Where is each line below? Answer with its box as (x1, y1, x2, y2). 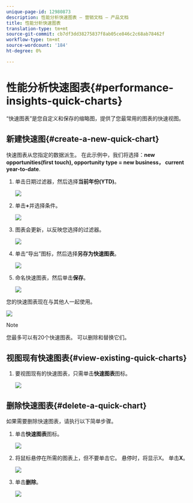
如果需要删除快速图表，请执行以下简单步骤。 (6, 418, 117, 425)
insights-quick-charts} (6, 94, 123, 108)
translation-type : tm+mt (6, 25, 68, 32)
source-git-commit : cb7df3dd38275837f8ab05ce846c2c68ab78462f (6, 31, 165, 37)
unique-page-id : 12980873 (6, 8, 71, 15)
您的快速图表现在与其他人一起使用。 (6, 298, 96, 305)
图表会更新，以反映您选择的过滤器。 (14, 226, 105, 233)
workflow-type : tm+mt (6, 37, 61, 43)
